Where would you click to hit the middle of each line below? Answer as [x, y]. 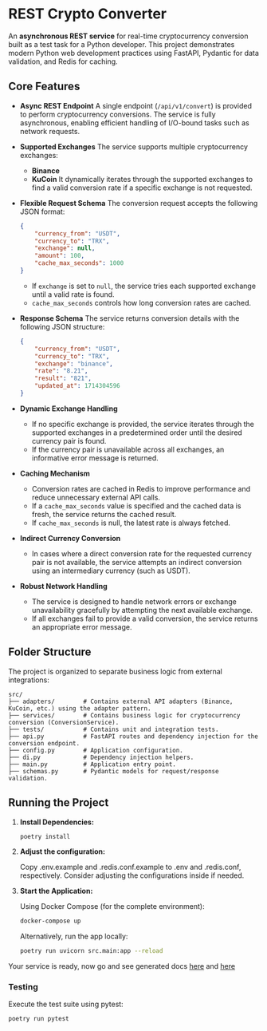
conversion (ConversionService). [64, 722]
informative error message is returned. [95, 458]
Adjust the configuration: [63, 851]
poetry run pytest [39, 1019]
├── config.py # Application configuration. [96, 750]
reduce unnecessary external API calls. [96, 497]
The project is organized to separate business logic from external [116, 671]
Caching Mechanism [55, 473]
